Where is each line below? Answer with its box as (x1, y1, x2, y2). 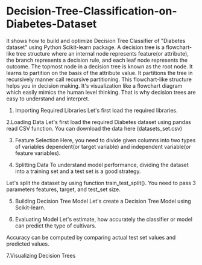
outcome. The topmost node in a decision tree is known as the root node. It (6, 62, 193, 70)
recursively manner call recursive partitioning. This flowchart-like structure (6, 76, 192, 83)
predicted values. (6, 240, 49, 247)
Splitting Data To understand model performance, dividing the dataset (14, 161, 189, 168)
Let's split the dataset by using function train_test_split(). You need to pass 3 (6, 179, 196, 186)
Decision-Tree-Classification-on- (6, 4, 177, 18)
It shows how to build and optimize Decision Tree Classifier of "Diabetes (6, 37, 186, 44)
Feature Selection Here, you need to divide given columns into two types (14, 136, 196, 143)
